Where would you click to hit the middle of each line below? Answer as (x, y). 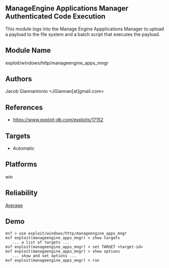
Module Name (28, 51)
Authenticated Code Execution (56, 17)
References (24, 107)
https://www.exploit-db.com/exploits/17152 (58, 120)
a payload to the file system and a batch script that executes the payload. (83, 34)
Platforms (21, 165)
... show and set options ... (44, 256)
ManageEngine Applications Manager (67, 8)
